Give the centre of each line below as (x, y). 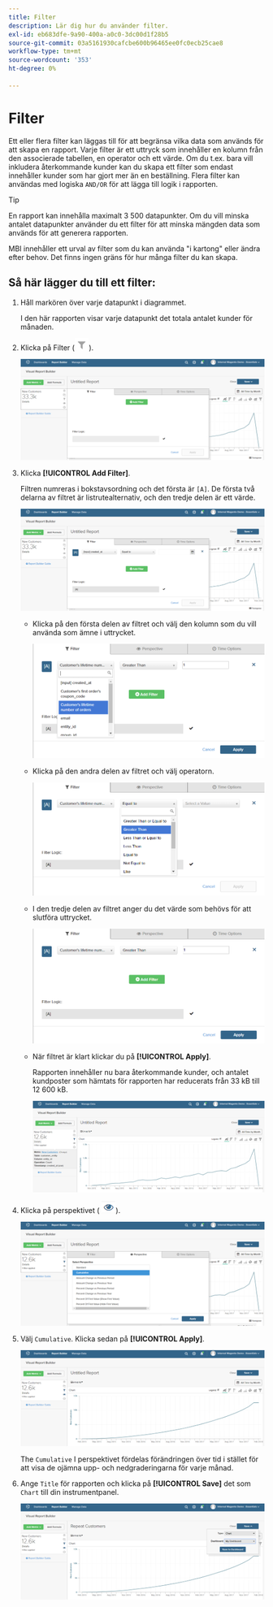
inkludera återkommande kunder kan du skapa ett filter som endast (121, 167)
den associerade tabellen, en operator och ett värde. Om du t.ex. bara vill (131, 158)
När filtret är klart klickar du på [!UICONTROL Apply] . (121, 1057)
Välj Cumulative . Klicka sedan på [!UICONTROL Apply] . (112, 1338)
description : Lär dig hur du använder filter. (89, 26)
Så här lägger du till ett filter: (82, 283)
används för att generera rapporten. (68, 232)
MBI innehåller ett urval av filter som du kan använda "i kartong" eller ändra (134, 249)
